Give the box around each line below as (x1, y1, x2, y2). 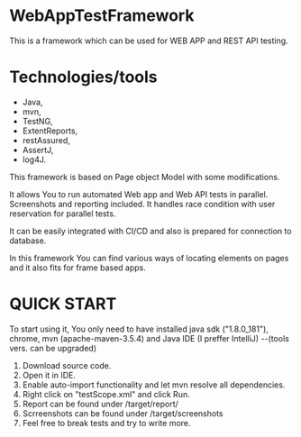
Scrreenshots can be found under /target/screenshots (22, 407, 223, 419)
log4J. (22, 154, 47, 165)
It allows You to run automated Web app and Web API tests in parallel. (9, 188, 269, 199)
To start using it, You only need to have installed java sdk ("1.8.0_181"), (9, 323, 269, 334)
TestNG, (22, 115, 53, 126)
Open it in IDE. (22, 369, 77, 380)
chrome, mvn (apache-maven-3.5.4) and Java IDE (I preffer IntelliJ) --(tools (9, 332, 290, 343)
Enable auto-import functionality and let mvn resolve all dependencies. (22, 379, 286, 390)
